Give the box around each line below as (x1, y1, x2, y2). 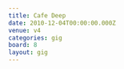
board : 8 (8, 41, 38, 49)
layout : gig (8, 48, 48, 56)
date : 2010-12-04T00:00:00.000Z (8, 19, 116, 27)
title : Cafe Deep (8, 11, 66, 20)
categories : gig (8, 33, 62, 42)
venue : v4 (8, 26, 42, 34)
